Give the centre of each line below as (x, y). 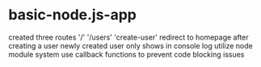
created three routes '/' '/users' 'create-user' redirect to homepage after (128, 37)
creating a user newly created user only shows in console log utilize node (130, 45)
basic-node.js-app (73, 15)
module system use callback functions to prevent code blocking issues (126, 54)
